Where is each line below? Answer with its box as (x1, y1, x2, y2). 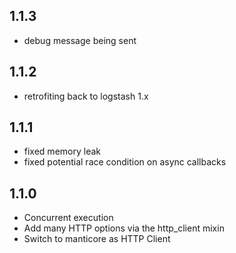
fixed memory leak (23, 145, 101, 158)
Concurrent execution (23, 212, 114, 224)
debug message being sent (23, 34, 137, 46)
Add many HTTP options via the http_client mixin (23, 222, 225, 234)
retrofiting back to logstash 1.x (23, 90, 149, 102)
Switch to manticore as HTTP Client (23, 233, 171, 245)
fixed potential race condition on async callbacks (23, 156, 227, 168)
